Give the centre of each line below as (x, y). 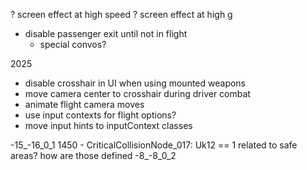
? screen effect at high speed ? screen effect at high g (121, 14)
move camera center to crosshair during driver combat (137, 93)
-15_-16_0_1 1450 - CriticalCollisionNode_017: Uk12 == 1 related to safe (154, 145)
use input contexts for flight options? (100, 115)
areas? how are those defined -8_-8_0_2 (93, 155)
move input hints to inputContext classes (108, 125)
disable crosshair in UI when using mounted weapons (135, 83)
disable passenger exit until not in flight (106, 33)
